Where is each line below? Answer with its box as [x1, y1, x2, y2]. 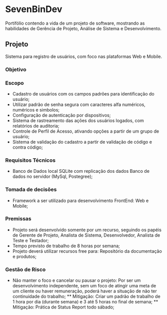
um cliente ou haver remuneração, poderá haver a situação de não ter [12, 288, 157, 294]
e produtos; [12, 253, 37, 259]
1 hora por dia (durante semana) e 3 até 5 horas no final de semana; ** [12, 299, 158, 305]
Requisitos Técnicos [5, 157, 56, 164]
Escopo [5, 79, 24, 86]
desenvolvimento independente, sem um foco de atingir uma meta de [12, 283, 156, 289]
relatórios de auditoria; [12, 123, 60, 129]
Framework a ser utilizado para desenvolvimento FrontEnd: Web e [12, 197, 149, 203]
